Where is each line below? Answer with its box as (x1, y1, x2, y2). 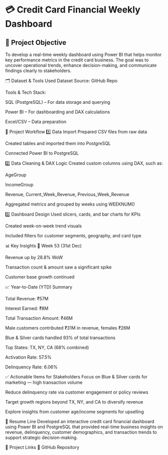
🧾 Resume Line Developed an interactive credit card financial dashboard (5, 419, 154, 424)
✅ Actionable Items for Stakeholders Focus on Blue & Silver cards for (5, 374, 148, 379)
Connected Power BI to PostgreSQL (5, 150, 79, 156)
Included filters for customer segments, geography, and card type (5, 233, 141, 238)
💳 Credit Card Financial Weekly (5, 4, 140, 16)
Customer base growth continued (5, 274, 75, 280)
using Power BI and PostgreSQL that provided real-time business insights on (5, 424, 163, 430)
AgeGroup (5, 172, 27, 178)
